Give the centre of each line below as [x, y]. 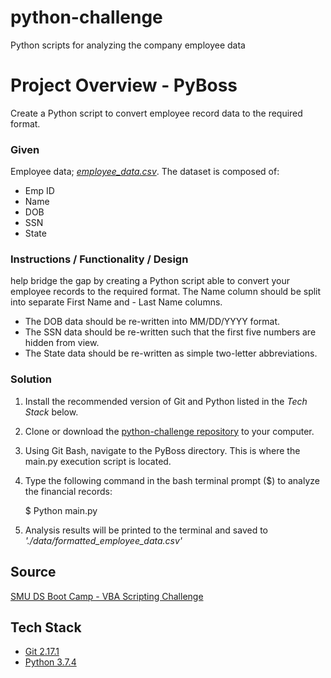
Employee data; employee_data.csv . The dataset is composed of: [145, 172]
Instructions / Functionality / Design [99, 259]
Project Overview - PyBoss [124, 85]
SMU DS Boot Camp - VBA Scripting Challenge [107, 596]
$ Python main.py [61, 510]
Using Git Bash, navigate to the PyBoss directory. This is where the [162, 450]
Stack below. [51, 412]
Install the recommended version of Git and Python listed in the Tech [166, 401]
